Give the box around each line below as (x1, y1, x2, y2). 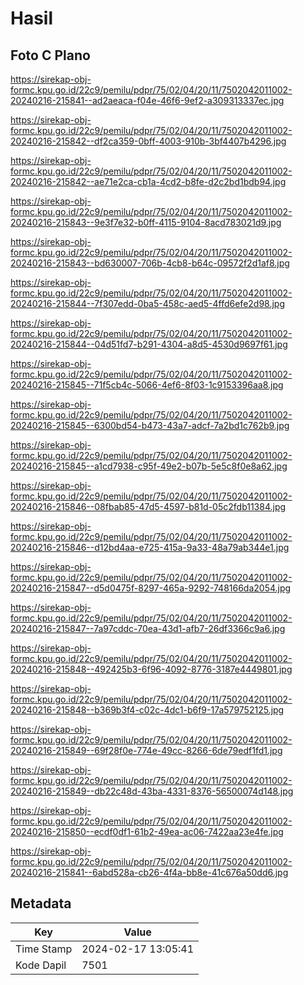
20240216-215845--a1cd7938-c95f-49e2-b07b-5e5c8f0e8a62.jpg (10, 460, 288, 472)
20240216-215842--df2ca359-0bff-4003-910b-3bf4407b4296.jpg (10, 135, 287, 147)
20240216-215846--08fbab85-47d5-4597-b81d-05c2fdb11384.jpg (10, 501, 287, 512)
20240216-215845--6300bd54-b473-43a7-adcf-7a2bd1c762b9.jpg (10, 420, 290, 431)
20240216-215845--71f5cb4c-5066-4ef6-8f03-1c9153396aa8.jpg (10, 379, 284, 391)
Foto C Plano (10, 47, 91, 64)
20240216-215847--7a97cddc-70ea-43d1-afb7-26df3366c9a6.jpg (10, 623, 286, 634)
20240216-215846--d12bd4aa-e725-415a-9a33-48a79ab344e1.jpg (10, 542, 290, 553)
